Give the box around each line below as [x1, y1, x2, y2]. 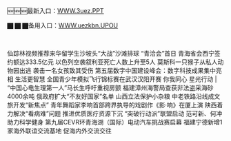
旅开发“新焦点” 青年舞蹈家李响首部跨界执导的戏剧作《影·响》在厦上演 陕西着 [7, 101, 223, 109]
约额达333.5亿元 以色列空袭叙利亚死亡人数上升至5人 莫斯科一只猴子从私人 [7, 58, 218, 66]
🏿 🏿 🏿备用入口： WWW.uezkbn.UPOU [7, 21, 119, 30]
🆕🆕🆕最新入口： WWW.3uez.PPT [7, 7, 105, 14]
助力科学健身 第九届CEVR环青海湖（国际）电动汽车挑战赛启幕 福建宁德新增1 [7, 118, 223, 126]
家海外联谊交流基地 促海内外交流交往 [7, 127, 112, 135]
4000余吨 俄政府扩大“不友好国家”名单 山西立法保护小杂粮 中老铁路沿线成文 [7, 92, 221, 100]
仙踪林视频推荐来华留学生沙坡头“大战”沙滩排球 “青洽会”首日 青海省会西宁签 [7, 50, 221, 57]
